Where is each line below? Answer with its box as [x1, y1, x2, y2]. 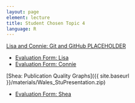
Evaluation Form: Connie [15, 61, 77, 68]
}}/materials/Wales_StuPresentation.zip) [6, 79, 106, 86]
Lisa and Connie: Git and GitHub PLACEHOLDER [6, 42, 126, 50]
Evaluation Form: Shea [15, 90, 71, 98]
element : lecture [6, 15, 50, 21]
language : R [6, 25, 36, 32]
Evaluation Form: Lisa [15, 54, 69, 61]
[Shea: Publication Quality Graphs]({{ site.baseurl [6, 72, 130, 79]
